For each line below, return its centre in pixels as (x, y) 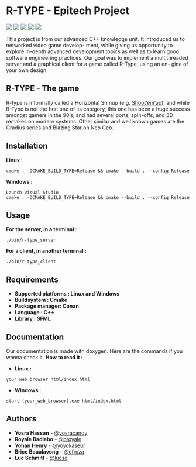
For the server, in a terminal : (42, 229)
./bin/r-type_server (31, 240)
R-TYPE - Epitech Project (68, 11)
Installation (27, 146)
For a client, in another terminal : (46, 251)
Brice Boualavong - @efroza (49, 451)
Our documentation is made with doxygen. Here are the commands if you (94, 351)
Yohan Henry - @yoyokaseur (50, 445)
